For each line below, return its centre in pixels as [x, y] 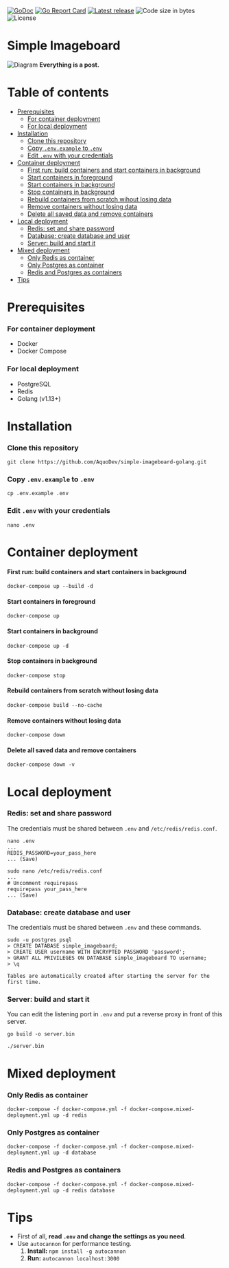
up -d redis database [84, 1190]
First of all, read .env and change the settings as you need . [101, 1236]
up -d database [75, 1153]
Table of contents [58, 92]
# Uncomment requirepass [43, 883]
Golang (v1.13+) [39, 398]
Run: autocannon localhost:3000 [73, 1258]
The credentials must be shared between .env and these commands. [104, 928]
